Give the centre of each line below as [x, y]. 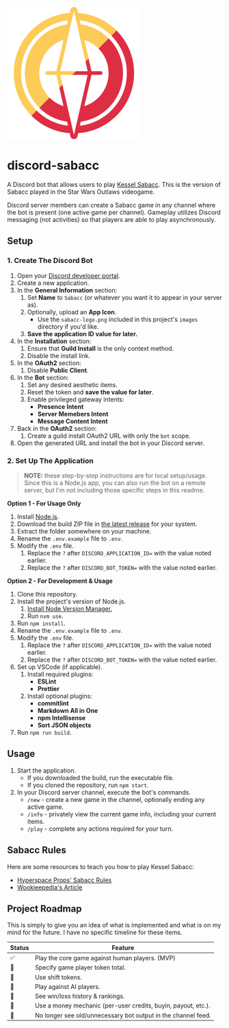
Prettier [49, 688]
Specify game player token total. [81, 968]
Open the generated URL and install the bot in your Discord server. [111, 443]
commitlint [53, 703]
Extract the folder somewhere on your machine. [84, 531]
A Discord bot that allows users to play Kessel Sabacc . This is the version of [114, 184]
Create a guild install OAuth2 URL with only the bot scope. [109, 436]
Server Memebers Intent [73, 414]
